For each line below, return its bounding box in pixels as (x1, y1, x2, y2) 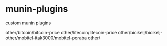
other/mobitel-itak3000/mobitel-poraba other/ (5, 35, 101, 41)
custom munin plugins (5, 20, 51, 26)
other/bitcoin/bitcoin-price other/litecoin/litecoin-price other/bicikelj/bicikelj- (5, 29, 163, 35)
